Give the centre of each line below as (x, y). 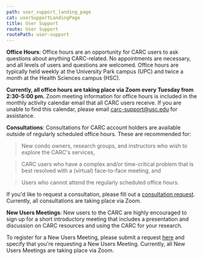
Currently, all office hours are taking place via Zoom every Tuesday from (100, 90)
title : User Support (33, 23)
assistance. (21, 116)
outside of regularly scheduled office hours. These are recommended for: (99, 134)
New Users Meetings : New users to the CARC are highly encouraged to (97, 213)
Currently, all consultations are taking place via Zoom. (74, 201)
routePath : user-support (38, 35)
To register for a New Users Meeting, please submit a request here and (95, 237)
